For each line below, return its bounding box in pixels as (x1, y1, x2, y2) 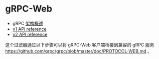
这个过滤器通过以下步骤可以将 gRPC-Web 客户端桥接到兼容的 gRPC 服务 (5, 41, 154, 48)
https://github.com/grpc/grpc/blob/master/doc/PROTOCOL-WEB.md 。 (5, 48, 152, 54)
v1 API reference (12, 26, 47, 32)
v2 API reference (12, 31, 48, 37)
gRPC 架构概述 (12, 20, 44, 26)
